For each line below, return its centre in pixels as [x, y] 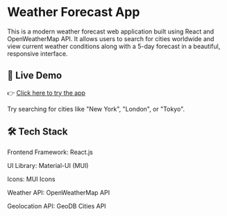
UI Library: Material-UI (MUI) [48, 165]
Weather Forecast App [74, 12]
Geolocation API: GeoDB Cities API [57, 206]
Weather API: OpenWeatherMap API [58, 192]
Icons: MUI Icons [31, 179]
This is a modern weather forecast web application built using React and [111, 31]
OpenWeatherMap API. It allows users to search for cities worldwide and [111, 38]
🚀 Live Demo [35, 76]
